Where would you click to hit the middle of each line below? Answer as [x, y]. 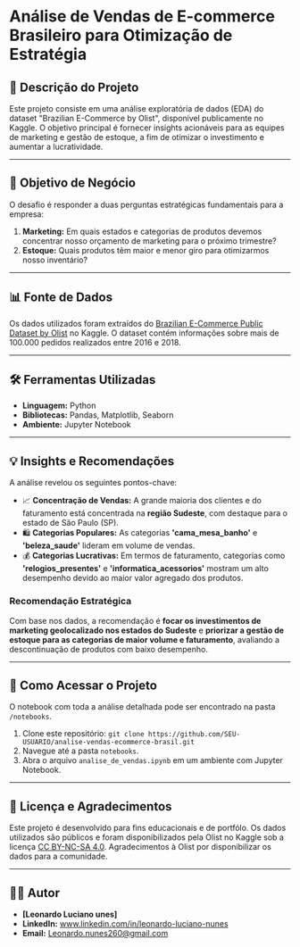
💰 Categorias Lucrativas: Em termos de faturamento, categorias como [154, 556]
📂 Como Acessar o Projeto [83, 685]
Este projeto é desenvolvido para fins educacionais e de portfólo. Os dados [148, 828]
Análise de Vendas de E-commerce [142, 17]
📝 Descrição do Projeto [74, 87]
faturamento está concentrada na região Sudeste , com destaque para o [155, 513]
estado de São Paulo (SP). [70, 523]
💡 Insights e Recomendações [92, 461]
